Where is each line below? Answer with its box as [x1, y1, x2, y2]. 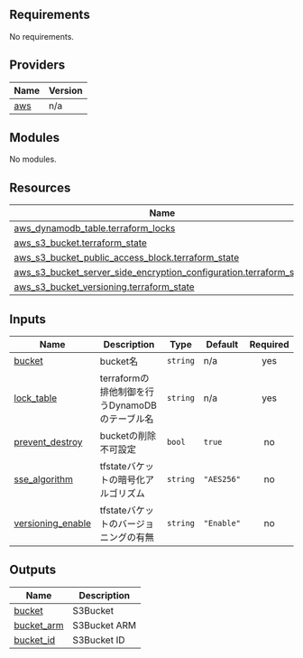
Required [249, 338, 289, 351]
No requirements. [9, 31, 75, 42]
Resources [9, 180, 71, 195]
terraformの [99, 372, 150, 385]
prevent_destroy [14, 436, 83, 449]
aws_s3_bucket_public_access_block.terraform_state [14, 252, 240, 264]
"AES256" [203, 474, 242, 485]
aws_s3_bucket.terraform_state [14, 236, 147, 249]
